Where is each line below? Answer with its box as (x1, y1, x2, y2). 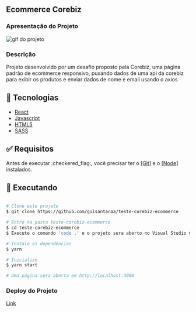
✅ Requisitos (6, 144, 54, 154)
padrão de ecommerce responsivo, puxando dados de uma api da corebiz (6, 70, 184, 77)
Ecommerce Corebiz (6, 5, 82, 15)
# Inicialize (6, 257, 38, 263)
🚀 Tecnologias (6, 93, 59, 103)
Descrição (6, 50, 36, 58)
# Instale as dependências (6, 241, 72, 246)
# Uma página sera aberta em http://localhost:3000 (6, 273, 134, 279)
